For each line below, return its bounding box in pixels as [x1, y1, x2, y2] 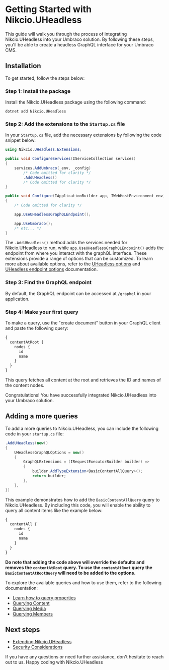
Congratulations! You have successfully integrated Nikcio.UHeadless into [5, 392, 157, 398]
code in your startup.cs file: [5, 430, 64, 437]
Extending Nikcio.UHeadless [12, 639, 72, 645]
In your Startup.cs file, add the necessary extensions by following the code [5, 132, 162, 138]
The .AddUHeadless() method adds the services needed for [5, 240, 128, 246]
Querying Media [12, 605, 46, 611]
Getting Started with [5, 4, 92, 15]
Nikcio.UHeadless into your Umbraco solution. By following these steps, [5, 36, 154, 42]
